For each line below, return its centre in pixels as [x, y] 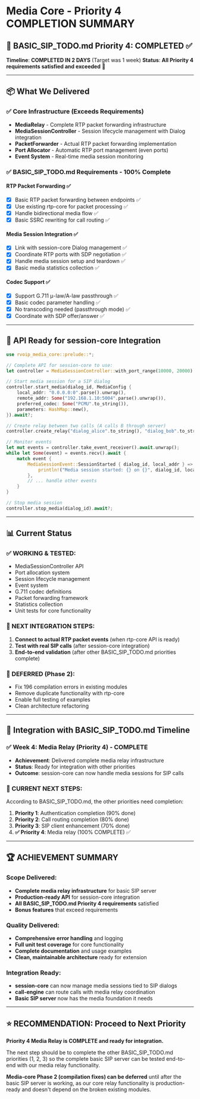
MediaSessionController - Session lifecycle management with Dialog [100, 131]
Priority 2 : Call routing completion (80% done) [72, 819]
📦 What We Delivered [48, 92]
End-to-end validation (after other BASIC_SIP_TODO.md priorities [96, 652]
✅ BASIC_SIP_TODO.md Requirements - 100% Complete [89, 172]
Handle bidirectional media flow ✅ [57, 213]
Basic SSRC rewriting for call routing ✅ [62, 220]
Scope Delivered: [32, 878]
